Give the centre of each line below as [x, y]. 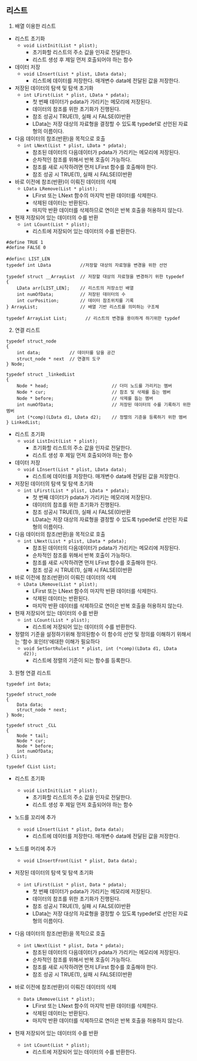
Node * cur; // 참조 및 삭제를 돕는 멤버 [94, 392]
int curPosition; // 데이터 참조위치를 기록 [75, 301]
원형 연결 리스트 [33, 672]
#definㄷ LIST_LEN [28, 259]
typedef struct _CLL [32, 725]
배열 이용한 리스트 [35, 26]
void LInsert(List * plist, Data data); [74, 829]
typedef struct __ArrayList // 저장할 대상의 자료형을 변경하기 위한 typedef [95, 276]
